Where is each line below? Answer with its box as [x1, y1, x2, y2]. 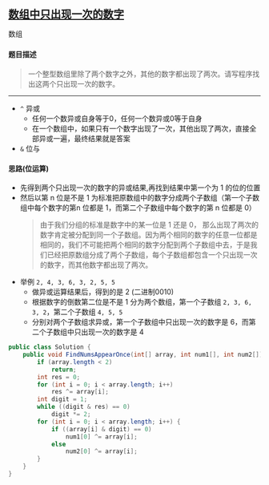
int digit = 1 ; [37, 395, 88, 403]
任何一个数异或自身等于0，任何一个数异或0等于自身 [31, 114, 203, 123]
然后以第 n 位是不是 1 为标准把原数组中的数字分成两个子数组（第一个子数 [19, 193, 260, 203]
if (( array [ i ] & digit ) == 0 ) [50, 425, 152, 433]
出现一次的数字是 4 [81, 327, 144, 337]
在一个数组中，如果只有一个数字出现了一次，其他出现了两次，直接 [31, 123, 250, 134]
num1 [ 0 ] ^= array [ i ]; [65, 432, 138, 441]
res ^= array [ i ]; [50, 388, 110, 396]
